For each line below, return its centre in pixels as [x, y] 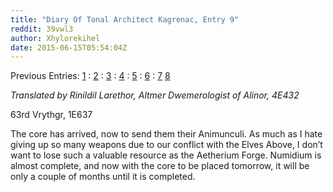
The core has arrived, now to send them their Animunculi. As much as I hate [166, 134]
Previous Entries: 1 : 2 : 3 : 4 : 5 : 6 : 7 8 [90, 76]
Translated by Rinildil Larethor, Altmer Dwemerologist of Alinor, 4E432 [155, 95]
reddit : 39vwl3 [42, 29]
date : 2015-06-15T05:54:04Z [69, 47]
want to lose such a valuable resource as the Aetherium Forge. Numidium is [166, 155]
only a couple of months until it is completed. [103, 177]
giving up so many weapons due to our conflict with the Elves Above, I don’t [166, 145]
